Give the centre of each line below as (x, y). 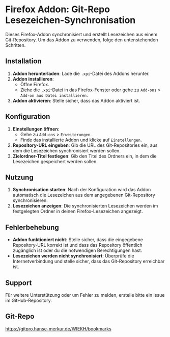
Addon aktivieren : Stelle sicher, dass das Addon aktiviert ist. (76, 100)
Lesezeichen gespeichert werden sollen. (55, 161)
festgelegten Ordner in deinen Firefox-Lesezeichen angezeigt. (78, 211)
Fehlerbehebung (32, 227)
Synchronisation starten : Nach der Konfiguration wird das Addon (82, 190)
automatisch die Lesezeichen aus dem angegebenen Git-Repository (84, 195)
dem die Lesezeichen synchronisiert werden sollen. (67, 150)
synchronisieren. (30, 200)
